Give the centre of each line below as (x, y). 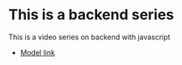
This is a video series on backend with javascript (89, 37)
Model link (37, 52)
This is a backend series (91, 15)
